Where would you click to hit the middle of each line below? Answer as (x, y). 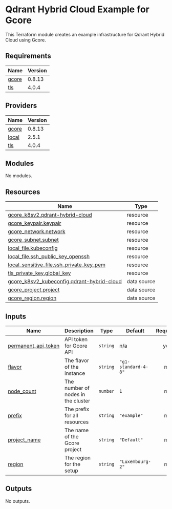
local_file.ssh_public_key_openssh (49, 257)
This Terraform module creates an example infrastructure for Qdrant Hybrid (85, 34)
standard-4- (134, 367)
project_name (24, 440)
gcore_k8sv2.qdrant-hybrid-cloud (50, 215)
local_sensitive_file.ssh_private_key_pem (57, 265)
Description (79, 331)
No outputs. (18, 501)
